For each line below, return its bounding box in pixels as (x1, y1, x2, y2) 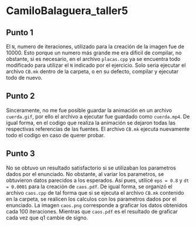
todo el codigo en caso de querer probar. (6, 131, 105, 138)
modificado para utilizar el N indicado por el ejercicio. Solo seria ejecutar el (6, 62, 186, 69)
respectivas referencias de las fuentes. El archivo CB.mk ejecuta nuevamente (6, 125, 190, 133)
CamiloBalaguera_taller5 (6, 4, 129, 18)
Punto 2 (6, 91, 35, 101)
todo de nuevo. (6, 74, 43, 81)
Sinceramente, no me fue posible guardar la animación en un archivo (6, 107, 173, 114)
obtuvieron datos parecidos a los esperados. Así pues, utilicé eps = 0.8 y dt (6, 177, 189, 184)
